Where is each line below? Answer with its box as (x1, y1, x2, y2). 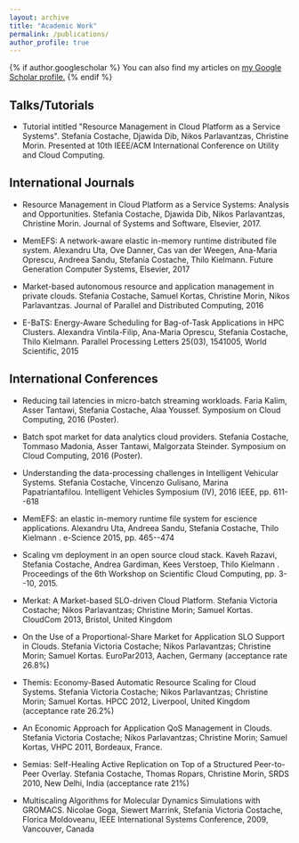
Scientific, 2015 (21, 345, 79, 356)
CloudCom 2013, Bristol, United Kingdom (21, 614, 173, 625)
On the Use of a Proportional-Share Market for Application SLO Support (21, 631, 285, 642)
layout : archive (9, 12, 69, 22)
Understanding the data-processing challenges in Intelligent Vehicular (21, 467, 279, 478)
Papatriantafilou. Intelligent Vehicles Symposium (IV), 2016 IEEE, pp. (21, 487, 271, 497)
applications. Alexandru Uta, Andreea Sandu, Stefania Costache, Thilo (21, 522, 279, 533)
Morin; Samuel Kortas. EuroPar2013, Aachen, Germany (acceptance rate (21, 650, 287, 660)
